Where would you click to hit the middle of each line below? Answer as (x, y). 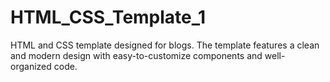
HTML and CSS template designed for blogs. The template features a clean (165, 45)
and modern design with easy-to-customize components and (136, 55)
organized (31, 66)
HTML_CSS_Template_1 (108, 17)
